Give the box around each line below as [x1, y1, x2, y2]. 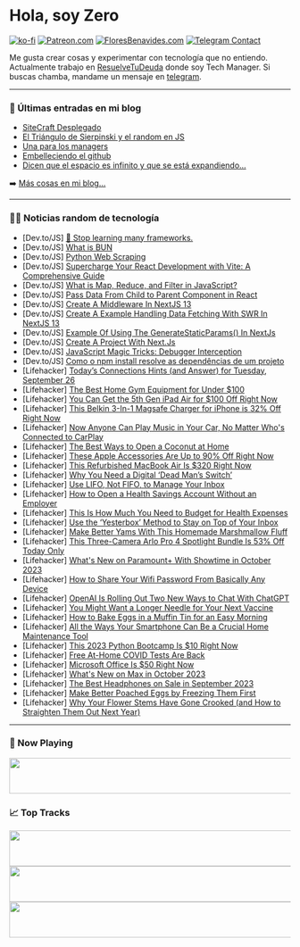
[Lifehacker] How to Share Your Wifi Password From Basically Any [21, 573, 266, 585]
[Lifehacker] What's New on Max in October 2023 [21, 669, 206, 679]
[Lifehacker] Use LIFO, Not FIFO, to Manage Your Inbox [21, 478, 225, 489]
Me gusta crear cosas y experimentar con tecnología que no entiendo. [9, 52, 268, 62]
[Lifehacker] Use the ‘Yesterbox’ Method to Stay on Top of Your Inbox [21, 517, 279, 527]
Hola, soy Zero [9, 5, 120, 26]
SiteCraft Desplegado [21, 122, 102, 133]
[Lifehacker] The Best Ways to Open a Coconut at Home [21, 441, 229, 452]
